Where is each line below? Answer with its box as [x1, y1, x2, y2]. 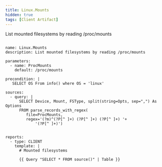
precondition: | [5, 77, 40, 82]
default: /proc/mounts [14, 67, 63, 73]
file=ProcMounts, [26, 112, 63, 117]
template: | [14, 144, 40, 149]
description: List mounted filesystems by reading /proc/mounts [5, 50, 146, 55]
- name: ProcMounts [10, 63, 52, 68]
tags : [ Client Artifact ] [5, 17, 58, 22]
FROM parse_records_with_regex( [18, 108, 88, 113]
